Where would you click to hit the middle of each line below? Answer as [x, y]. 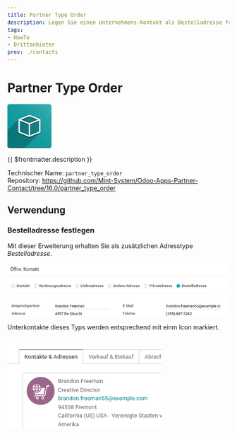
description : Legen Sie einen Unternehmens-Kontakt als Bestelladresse [115, 22]
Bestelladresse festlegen [51, 230]
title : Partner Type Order [47, 15]
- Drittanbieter [31, 45]
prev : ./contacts [33, 52]
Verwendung [36, 210]
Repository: [24, 180]
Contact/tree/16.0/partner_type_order [62, 188]
